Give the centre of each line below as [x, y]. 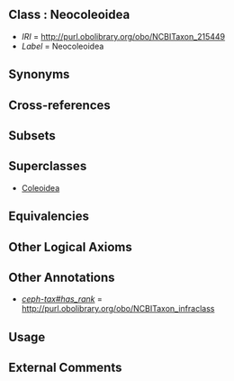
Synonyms [39, 74]
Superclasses [48, 166]
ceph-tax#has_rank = [62, 299]
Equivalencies [49, 217]
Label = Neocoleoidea [63, 46]
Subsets [32, 136]
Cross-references [60, 105]
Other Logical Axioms [70, 247]
